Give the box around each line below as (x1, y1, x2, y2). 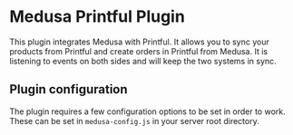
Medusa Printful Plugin (9, 6, 186, 27)
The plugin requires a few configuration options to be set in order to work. (9, 106, 286, 117)
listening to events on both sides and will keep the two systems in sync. (9, 55, 277, 66)
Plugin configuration (9, 82, 129, 97)
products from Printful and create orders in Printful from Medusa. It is (9, 45, 269, 56)
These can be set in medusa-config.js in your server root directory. (9, 115, 260, 126)
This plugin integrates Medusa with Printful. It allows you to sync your (9, 36, 269, 47)
